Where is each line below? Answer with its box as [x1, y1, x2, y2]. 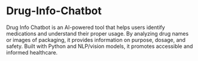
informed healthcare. [6, 49, 58, 56]
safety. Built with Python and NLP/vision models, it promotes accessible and [6, 43, 193, 50]
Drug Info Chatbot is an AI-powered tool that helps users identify [6, 24, 165, 31]
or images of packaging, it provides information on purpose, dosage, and [6, 36, 186, 43]
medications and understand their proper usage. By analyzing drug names [6, 30, 189, 37]
